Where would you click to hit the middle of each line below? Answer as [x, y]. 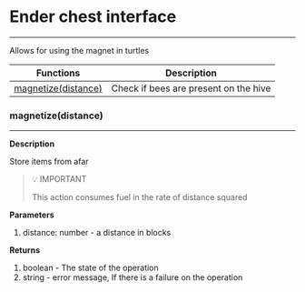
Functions [58, 73]
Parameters [32, 215]
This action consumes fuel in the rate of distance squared [139, 197]
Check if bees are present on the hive [191, 88]
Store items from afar [49, 162]
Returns [25, 250]
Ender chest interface [93, 17]
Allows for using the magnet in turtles [79, 50]
